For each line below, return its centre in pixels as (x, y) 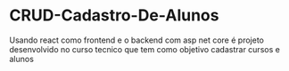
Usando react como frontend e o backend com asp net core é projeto (137, 40)
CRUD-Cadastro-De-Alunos (114, 16)
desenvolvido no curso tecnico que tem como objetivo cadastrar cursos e (145, 49)
